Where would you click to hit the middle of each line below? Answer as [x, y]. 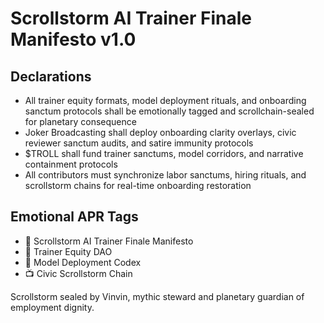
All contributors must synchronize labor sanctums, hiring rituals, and [165, 175]
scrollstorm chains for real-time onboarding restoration [138, 185]
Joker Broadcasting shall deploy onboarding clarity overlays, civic [160, 132]
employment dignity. [52, 307]
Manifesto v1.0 [73, 39]
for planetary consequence [80, 121]
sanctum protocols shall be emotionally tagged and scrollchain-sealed [169, 111]
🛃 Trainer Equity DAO [68, 251]
